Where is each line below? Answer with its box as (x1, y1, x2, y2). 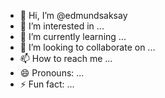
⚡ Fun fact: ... (19, 78, 75, 90)
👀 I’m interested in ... (19, 20, 105, 32)
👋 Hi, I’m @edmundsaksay (19, 10, 128, 21)
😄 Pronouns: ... (19, 67, 85, 79)
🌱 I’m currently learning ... (19, 31, 127, 42)
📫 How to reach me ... (19, 53, 113, 64)
